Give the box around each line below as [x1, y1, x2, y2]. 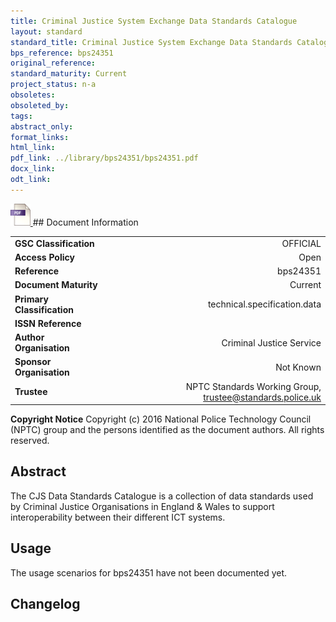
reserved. [10, 435, 50, 446]
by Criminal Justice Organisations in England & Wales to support [10, 500, 275, 512]
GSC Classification [14, 237, 95, 249]
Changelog [10, 596, 81, 613]
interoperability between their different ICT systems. [10, 511, 226, 523]
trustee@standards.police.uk [203, 391, 322, 403]
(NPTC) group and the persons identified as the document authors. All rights [10, 424, 325, 435]
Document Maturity [14, 279, 98, 291]
